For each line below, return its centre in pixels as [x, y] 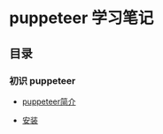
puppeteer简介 [49, 101]
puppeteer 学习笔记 [81, 18]
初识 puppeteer [43, 80]
